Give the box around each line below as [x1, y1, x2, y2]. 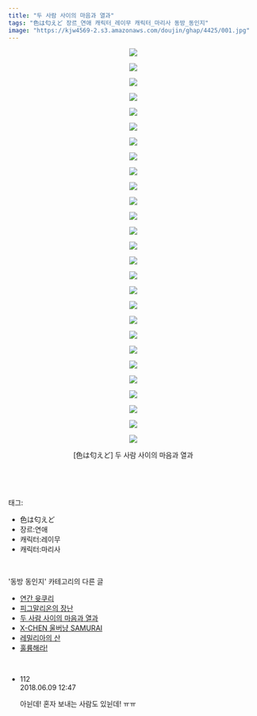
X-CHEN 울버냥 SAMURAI [19, 623, 103, 633]
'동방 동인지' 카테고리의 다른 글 [8, 576, 104, 587]
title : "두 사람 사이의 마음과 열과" [8, 11, 115, 20]
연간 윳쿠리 [19, 594, 55, 603]
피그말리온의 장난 [19, 603, 74, 613]
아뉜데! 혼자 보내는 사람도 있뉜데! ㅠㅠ [19, 699, 136, 709]
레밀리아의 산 [19, 634, 61, 643]
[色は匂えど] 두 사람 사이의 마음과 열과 [73, 450, 194, 460]
